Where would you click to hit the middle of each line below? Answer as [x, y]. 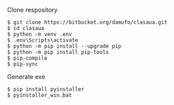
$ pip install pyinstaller [46, 89]
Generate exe [26, 77]
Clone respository [32, 10]
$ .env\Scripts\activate [43, 40]
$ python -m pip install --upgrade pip [64, 46]
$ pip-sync [23, 64]
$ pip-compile [28, 58]
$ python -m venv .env [40, 34]
